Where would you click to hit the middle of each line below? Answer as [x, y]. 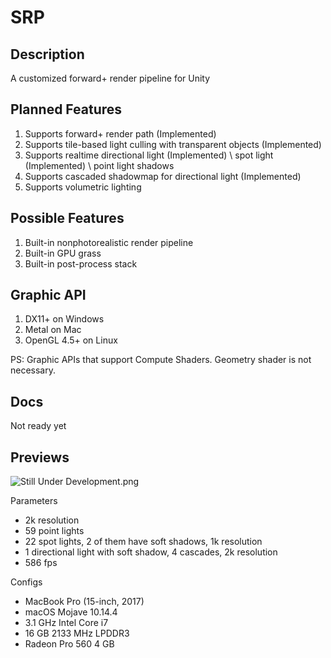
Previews [40, 457]
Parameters [34, 501]
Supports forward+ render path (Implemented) [120, 133]
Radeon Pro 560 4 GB [69, 644]
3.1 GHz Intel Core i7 [66, 623]
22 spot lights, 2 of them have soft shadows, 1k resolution [143, 542]
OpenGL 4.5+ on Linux [71, 340]
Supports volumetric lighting [83, 187]
